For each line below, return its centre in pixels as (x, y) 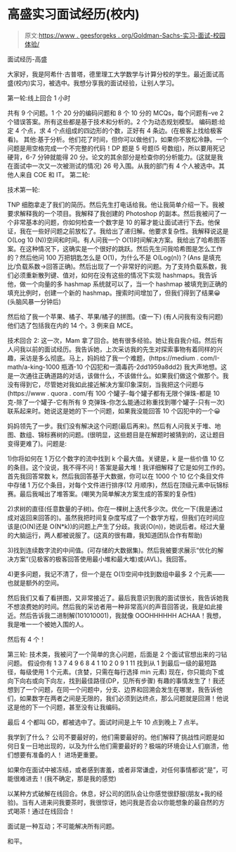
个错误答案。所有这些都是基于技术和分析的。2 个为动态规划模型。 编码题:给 (117, 121)
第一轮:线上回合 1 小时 (39, 98)
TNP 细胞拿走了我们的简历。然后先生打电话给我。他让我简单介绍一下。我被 (116, 205)
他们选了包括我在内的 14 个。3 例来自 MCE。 (72, 325)
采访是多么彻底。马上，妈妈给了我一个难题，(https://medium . (109, 358)
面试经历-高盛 (27, 59)
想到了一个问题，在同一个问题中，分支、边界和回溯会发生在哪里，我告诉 (112, 689)
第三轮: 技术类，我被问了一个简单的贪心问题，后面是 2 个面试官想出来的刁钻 (117, 654)
